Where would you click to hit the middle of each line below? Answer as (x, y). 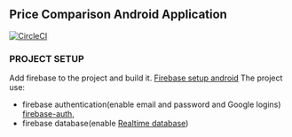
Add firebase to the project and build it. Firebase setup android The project (146, 78)
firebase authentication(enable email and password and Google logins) (151, 104)
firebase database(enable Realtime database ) (105, 124)
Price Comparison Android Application (118, 15)
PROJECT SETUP (47, 58)
